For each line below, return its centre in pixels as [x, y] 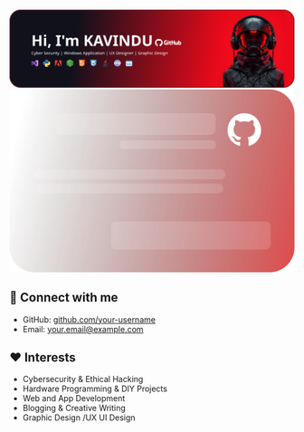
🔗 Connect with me [64, 298]
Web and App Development [74, 398]
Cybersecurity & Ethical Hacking [83, 379]
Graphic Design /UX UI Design [79, 418]
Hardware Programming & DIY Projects [95, 389]
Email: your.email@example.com [83, 329]
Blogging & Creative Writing [74, 408]
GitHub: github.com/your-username [89, 319]
